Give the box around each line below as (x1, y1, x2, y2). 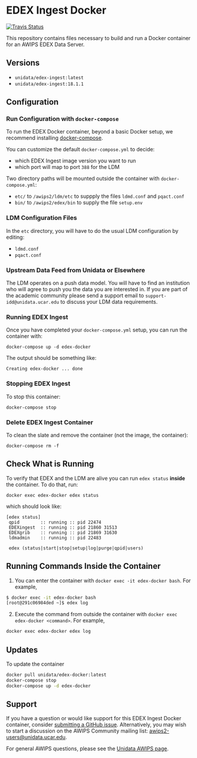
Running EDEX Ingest (6, 313, 68, 321)
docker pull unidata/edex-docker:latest (6, 672, 107, 678)
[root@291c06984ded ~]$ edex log (6, 600, 88, 606)
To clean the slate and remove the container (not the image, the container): (6, 431, 189, 438)
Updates (6, 645, 38, 655)
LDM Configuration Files (6, 214, 77, 222)
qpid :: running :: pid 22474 (8, 519, 101, 525)
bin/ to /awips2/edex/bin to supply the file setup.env (14, 199, 143, 206)
